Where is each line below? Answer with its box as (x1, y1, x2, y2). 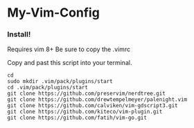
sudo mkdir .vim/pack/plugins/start (7, 78, 113, 85)
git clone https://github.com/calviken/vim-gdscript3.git (7, 102, 178, 109)
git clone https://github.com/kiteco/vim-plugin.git (7, 109, 163, 116)
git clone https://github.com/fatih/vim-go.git (7, 114, 148, 122)
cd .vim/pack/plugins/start (7, 84, 89, 91)
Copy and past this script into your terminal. (7, 59, 132, 67)
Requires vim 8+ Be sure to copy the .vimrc (7, 45, 130, 53)
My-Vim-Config (7, 5, 100, 21)
